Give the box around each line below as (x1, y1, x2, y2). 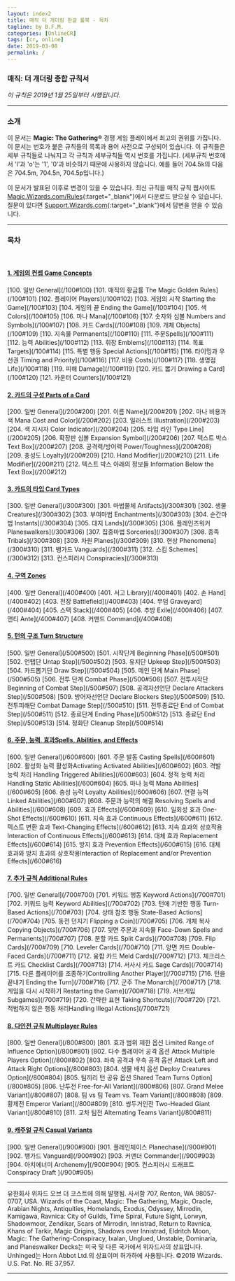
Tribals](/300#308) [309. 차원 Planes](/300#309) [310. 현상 (7, 537, 178, 545)
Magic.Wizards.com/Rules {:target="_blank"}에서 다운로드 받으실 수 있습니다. (7, 192, 223, 201)
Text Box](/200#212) (7, 468, 67, 476)
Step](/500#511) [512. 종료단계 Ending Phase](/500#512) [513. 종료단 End (7, 709, 215, 718)
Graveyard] (170, 597, 203, 605)
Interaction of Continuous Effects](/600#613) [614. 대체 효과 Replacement (7, 831, 218, 840)
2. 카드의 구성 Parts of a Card (7, 390, 90, 399)
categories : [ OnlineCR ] (7, 29, 77, 37)
